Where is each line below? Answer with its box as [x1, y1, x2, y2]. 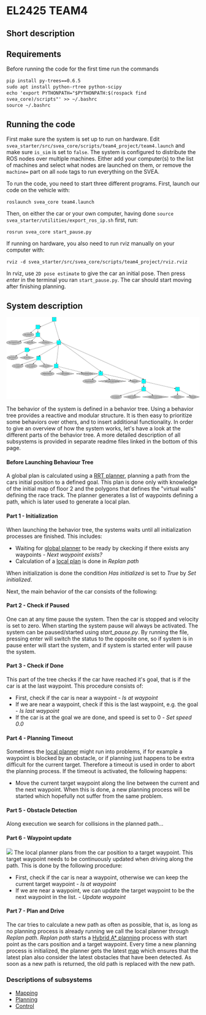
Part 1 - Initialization [6, 512, 58, 519]
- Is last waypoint [15, 707, 59, 714]
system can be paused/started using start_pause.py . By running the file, [6, 628, 189, 636]
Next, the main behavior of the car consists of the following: [6, 588, 158, 595]
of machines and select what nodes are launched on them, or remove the [6, 161, 191, 169]
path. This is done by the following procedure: [6, 861, 123, 869]
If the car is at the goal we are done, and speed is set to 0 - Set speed [15, 714, 192, 721]
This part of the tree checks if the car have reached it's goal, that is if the [6, 675, 191, 683]
